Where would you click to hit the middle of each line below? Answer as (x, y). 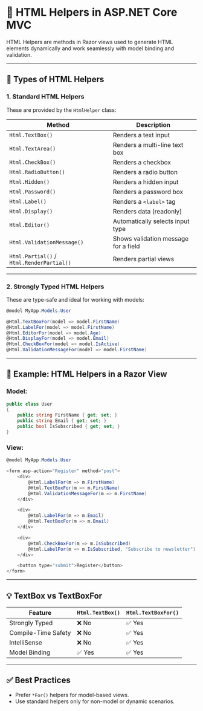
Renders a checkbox (142, 162)
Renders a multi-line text (148, 144)
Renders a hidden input (146, 182)
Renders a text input (141, 135)
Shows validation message (151, 238)
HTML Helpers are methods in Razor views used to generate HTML (90, 42)
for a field (126, 246)
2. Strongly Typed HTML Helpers (55, 287)
